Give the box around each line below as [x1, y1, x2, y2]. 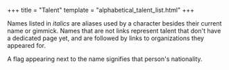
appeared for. [7, 42, 46, 49]
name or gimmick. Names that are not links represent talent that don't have [7, 27, 221, 35]
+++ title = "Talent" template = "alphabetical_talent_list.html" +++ [7, 6, 194, 14]
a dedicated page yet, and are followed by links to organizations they [7, 34, 205, 42]
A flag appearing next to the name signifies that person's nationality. [7, 55, 203, 63]
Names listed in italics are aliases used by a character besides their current [7, 19, 222, 27]
